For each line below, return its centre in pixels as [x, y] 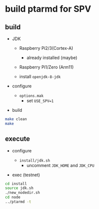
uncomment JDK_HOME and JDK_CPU [60, 165]
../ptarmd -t [18, 202]
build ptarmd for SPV [48, 9]
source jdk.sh [19, 188]
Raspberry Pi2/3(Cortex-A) [46, 48]
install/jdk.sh [34, 160]
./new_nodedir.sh [23, 193]
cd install [16, 184]
